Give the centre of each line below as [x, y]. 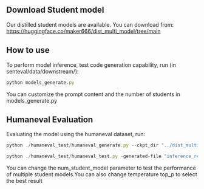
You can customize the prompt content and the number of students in [93, 94]
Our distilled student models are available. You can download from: [90, 24]
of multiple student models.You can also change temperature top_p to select [102, 174]
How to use [28, 50]
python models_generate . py [40, 82]
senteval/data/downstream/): [42, 71]
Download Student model [55, 10]
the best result [24, 181]
